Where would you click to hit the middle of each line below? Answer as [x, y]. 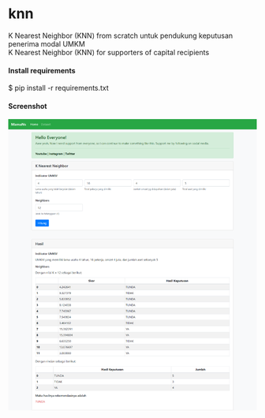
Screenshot [28, 106]
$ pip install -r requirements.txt [58, 88]
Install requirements [42, 70]
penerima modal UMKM [47, 43]
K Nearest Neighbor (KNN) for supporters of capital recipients [109, 52]
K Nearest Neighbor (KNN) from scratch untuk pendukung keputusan [121, 35]
